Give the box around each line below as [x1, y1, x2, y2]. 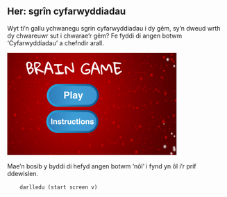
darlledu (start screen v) [19, 184, 98, 191]
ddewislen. [7, 169, 39, 178]
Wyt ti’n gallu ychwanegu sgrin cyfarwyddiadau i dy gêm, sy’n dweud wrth [7, 24, 221, 32]
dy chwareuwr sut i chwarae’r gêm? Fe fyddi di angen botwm [7, 31, 183, 40]
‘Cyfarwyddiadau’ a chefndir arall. [7, 38, 104, 47]
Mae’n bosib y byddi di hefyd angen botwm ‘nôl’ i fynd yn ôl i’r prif [7, 161, 196, 170]
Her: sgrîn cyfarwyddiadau [7, 6, 126, 17]
